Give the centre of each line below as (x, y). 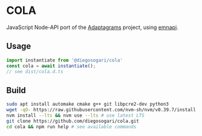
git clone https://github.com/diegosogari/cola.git (73, 121)
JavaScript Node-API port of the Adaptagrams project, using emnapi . (92, 27)
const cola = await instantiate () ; (51, 66)
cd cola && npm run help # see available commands (71, 127)
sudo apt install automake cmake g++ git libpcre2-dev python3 (88, 104)
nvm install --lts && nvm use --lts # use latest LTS (76, 115)
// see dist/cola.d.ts (35, 71)
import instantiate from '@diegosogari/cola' (64, 60)
